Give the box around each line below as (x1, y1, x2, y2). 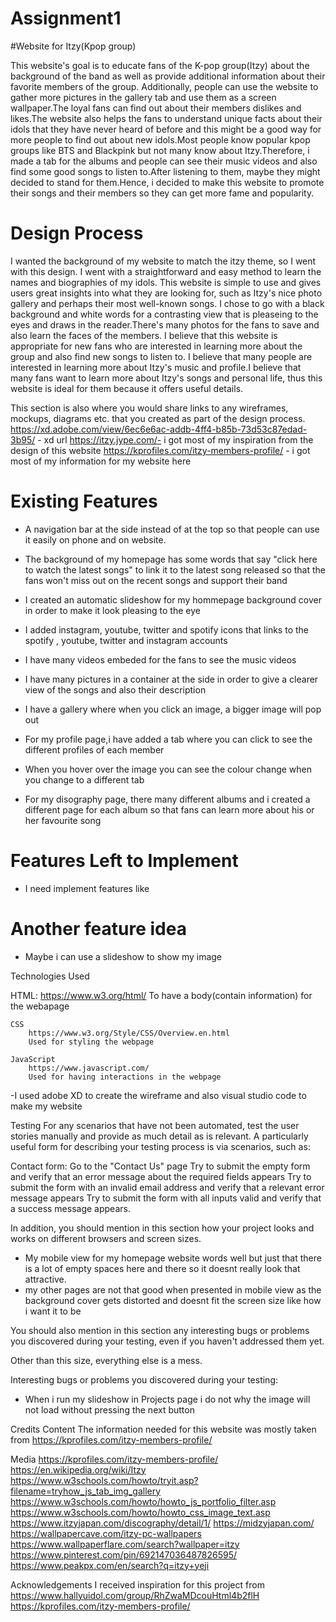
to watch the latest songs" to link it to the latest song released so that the (24, 563, 326, 576)
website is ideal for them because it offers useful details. (10, 382, 244, 394)
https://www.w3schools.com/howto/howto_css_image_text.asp (10, 1506, 271, 1518)
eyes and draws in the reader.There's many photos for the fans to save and (10, 318, 320, 331)
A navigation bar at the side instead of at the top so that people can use (24, 523, 320, 535)
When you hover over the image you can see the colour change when (24, 763, 313, 775)
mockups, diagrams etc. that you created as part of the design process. (10, 412, 306, 424)
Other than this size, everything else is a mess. (10, 1354, 203, 1366)
